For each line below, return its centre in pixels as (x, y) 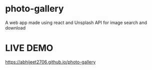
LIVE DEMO (29, 48)
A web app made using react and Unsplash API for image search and (76, 22)
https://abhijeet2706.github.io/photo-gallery (50, 62)
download (15, 27)
